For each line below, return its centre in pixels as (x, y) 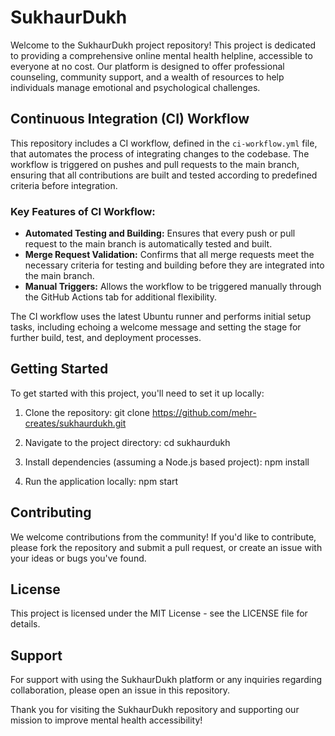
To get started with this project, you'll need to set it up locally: (137, 393)
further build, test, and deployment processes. (106, 338)
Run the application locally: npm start (101, 481)
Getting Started (59, 369)
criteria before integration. (64, 185)
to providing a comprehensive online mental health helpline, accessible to (161, 55)
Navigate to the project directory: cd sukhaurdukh (127, 442)
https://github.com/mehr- (204, 412)
